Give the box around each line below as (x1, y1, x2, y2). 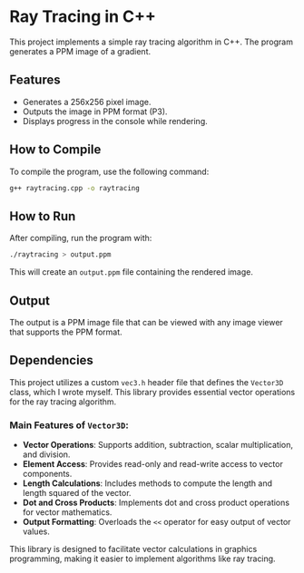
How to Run (9, 209, 76, 224)
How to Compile (9, 142, 102, 158)
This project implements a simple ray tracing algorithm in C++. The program (9, 36, 293, 47)
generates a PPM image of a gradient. (9, 45, 152, 56)
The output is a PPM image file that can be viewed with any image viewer (9, 316, 283, 327)
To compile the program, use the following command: (9, 166, 210, 177)
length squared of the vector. (22, 488, 132, 499)
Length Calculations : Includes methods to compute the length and (22, 478, 273, 489)
